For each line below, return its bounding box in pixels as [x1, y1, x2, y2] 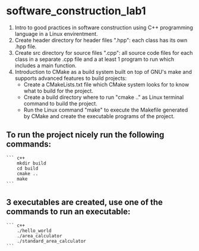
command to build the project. [23, 100, 98, 107]
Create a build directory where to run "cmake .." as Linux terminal [23, 94, 184, 101]
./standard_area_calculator [17, 238, 86, 244]
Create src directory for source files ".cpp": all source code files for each [14, 49, 193, 56]
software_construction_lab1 [6, 4, 147, 18]
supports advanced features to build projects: [14, 75, 127, 82]
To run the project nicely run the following [6, 130, 165, 140]
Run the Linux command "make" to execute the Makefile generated [23, 106, 188, 113]
